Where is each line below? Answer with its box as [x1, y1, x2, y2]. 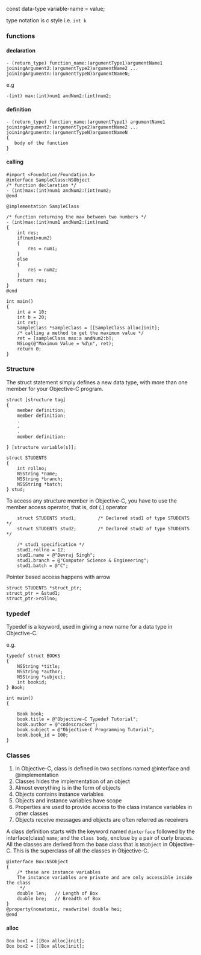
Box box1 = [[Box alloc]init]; [6, 938, 85, 944]
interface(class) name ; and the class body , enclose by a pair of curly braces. [6, 834, 194, 842]
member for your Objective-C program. [6, 385, 104, 392]
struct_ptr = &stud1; [6, 590, 61, 596]
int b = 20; [17, 314, 47, 320]
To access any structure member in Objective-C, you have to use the [6, 497, 178, 504]
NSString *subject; [17, 674, 66, 681]
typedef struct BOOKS [6, 653, 61, 659]
